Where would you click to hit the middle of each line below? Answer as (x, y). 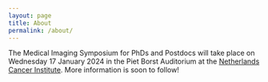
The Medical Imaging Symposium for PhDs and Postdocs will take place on (132, 53)
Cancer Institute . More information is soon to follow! (94, 70)
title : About (30, 23)
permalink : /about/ (41, 30)
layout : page (30, 16)
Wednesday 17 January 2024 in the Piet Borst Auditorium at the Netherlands (134, 61)
